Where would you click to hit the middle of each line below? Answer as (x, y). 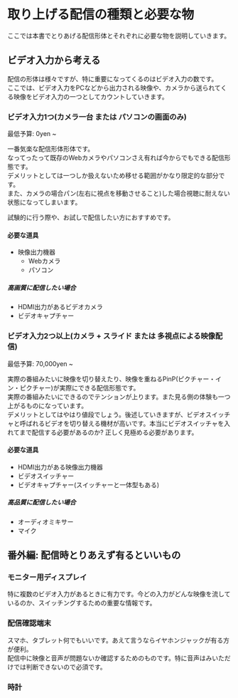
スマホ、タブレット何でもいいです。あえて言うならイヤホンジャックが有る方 (118, 640)
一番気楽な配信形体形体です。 (51, 149)
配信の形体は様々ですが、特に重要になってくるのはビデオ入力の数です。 (113, 78)
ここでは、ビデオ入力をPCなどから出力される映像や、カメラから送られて (114, 88)
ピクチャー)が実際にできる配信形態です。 (80, 387)
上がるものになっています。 (47, 405)
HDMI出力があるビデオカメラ (60, 307)
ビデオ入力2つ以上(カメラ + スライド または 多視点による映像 (111, 336)
